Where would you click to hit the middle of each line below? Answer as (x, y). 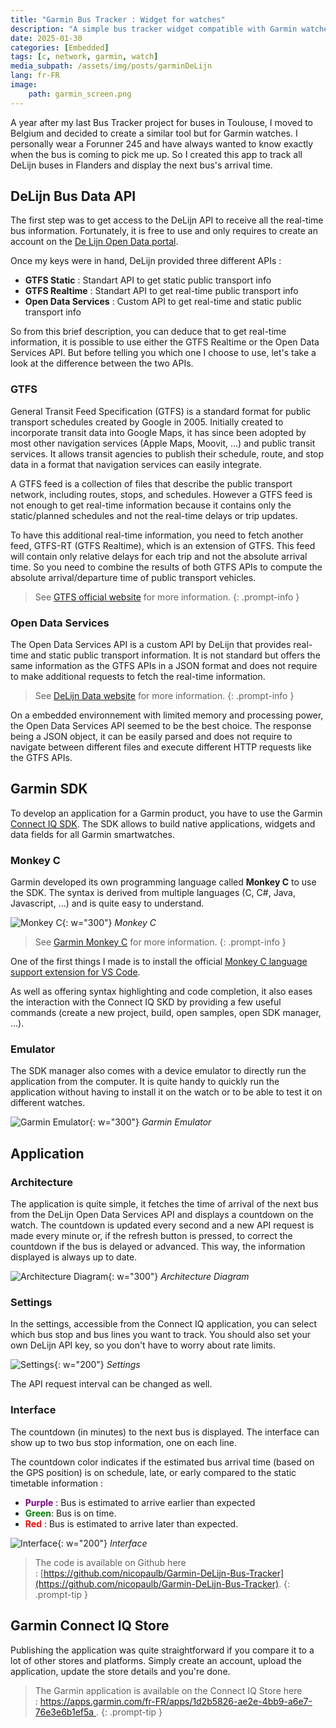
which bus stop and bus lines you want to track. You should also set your (160, 1335)
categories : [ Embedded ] (60, 47)
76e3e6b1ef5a (64, 1712)
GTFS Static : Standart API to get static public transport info (148, 280)
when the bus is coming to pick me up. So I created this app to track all (156, 154)
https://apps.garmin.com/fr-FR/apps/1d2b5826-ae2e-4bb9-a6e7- (176, 1701)
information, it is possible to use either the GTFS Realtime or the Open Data (165, 342)
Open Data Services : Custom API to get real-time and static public (163, 302)
